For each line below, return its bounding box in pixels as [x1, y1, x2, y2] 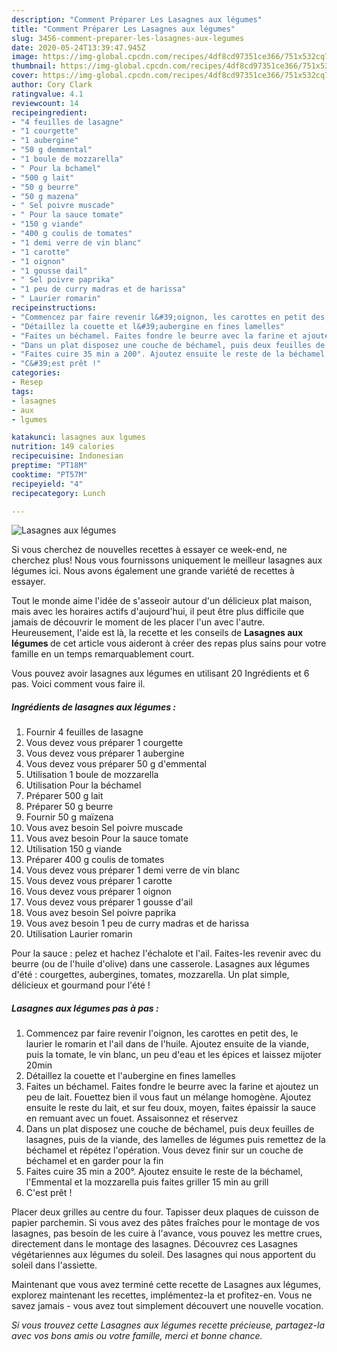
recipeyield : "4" [11, 479, 84, 489]
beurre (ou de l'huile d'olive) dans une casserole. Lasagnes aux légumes [11, 958, 311, 970]
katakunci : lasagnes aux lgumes [11, 432, 146, 443]
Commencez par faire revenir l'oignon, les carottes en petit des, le [25, 1027, 299, 1040]
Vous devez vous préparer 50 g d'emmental [25, 758, 207, 770]
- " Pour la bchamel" [11, 163, 102, 173]
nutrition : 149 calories [11, 442, 115, 452]
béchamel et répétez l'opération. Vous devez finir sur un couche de [25, 1144, 304, 1156]
